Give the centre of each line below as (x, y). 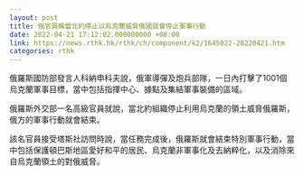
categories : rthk (42, 51)
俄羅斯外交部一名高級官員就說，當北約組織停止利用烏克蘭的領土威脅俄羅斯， (152, 108)
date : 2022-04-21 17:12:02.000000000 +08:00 (95, 34)
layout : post (34, 18)
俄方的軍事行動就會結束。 (57, 120)
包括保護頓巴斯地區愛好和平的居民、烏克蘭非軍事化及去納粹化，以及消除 (151, 151)
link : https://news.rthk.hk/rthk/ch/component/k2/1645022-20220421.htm (147, 43)
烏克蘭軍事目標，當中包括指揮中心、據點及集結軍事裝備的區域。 (128, 89)
